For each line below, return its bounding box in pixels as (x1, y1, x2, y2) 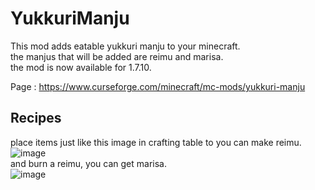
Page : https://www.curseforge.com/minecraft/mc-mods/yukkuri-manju (10, 80, 306, 92)
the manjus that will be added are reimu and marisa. (10, 50, 224, 62)
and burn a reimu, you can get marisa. (10, 157, 167, 169)
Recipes (10, 110, 62, 127)
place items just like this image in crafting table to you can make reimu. (10, 136, 302, 148)
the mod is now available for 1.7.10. (10, 61, 152, 73)
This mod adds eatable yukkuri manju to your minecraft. (10, 40, 241, 52)
